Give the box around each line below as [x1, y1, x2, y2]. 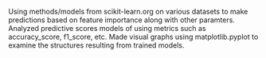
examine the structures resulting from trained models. [8, 41, 185, 50]
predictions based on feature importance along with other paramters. [8, 15, 235, 25]
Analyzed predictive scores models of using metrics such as [8, 24, 206, 33]
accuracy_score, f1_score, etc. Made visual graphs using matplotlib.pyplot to [8, 32, 259, 41]
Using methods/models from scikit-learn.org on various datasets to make [8, 7, 248, 16]
